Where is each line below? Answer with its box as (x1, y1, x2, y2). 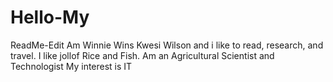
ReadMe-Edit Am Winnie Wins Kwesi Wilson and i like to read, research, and (10, 39, 324, 51)
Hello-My (10, 6, 90, 29)
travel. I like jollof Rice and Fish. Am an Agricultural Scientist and (10, 49, 275, 61)
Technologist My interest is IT (10, 60, 133, 72)
